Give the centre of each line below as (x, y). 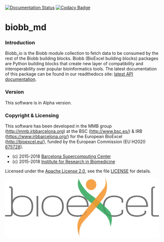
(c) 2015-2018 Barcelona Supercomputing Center (61, 156)
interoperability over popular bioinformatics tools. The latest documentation (81, 69)
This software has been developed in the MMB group (59, 126)
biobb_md (26, 27)
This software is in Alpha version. (39, 102)
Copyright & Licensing (32, 115)
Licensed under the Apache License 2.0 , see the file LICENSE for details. (78, 171)
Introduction (20, 43)
